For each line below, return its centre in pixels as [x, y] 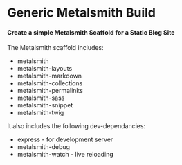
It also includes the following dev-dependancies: [76, 126]
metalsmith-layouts [45, 69]
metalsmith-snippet [45, 105]
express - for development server [65, 139]
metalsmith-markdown [49, 76]
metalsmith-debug [44, 147]
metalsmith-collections [50, 83]
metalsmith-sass [41, 98]
